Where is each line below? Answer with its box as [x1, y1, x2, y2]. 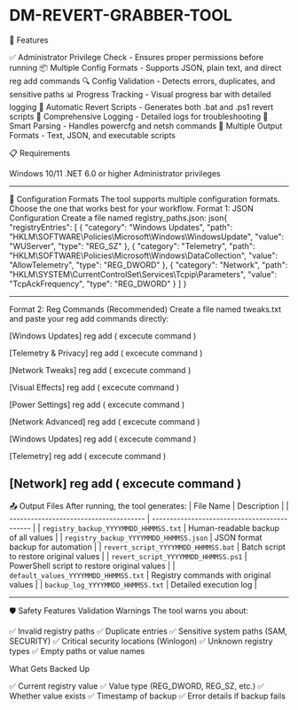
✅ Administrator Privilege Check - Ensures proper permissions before [9, 51, 264, 62]
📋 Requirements [9, 147, 71, 158]
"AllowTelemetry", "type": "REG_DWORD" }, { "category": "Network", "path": [9, 259, 288, 270]
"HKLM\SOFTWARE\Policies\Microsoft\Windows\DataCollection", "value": [9, 250, 278, 261]
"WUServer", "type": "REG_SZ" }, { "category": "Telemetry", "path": [9, 240, 255, 251]
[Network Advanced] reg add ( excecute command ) [9, 416, 200, 426]
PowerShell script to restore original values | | [9, 560, 176, 571]
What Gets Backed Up [9, 663, 90, 674]
